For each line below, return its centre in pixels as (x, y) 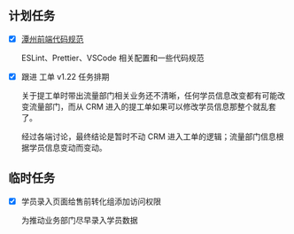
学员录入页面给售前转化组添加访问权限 (91, 201)
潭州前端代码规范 (52, 39)
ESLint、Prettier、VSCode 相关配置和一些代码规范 (112, 58)
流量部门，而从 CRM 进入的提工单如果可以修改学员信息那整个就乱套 (152, 106)
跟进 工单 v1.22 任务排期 (65, 76)
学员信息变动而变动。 (68, 147)
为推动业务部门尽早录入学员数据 (79, 220)
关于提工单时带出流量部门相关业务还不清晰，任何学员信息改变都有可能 (149, 95)
